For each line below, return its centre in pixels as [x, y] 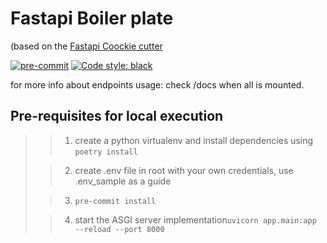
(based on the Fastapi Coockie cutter [86, 46]
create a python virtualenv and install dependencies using [194, 140]
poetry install [106, 152]
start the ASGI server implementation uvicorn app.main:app [195, 219]
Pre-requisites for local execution [117, 116]
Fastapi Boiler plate [92, 18]
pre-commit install [115, 201]
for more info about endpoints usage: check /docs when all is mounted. [157, 84]
